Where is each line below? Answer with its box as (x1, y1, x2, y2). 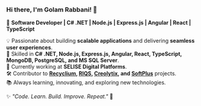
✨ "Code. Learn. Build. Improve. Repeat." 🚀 (6, 93, 113, 100)
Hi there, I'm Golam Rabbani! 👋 (6, 5, 98, 14)
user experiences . (6, 44, 53, 51)
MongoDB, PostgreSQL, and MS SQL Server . (6, 57, 120, 64)
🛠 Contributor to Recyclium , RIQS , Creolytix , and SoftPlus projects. (6, 70, 177, 77)
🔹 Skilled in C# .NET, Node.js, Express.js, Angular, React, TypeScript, (6, 51, 182, 58)
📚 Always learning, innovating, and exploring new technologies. (6, 79, 166, 86)
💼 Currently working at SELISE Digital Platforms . (6, 63, 127, 70)
